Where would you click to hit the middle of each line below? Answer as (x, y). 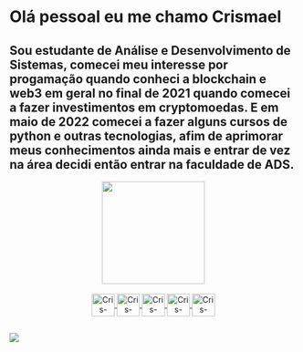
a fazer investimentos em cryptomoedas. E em (144, 107)
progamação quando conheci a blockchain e (138, 79)
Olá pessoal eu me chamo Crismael (146, 17)
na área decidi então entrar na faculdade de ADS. (152, 165)
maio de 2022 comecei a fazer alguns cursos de (148, 122)
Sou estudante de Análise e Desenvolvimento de (150, 51)
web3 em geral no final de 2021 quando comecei (150, 93)
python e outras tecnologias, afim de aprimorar (146, 135)
